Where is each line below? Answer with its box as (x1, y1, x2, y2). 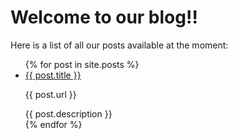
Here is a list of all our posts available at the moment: (10, 39, 229, 51)
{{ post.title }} (24, 69, 82, 81)
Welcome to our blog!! (10, 6, 198, 29)
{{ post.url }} (24, 88, 77, 100)
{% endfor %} (24, 118, 83, 130)
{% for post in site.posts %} (24, 58, 140, 70)
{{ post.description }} (24, 107, 113, 120)
